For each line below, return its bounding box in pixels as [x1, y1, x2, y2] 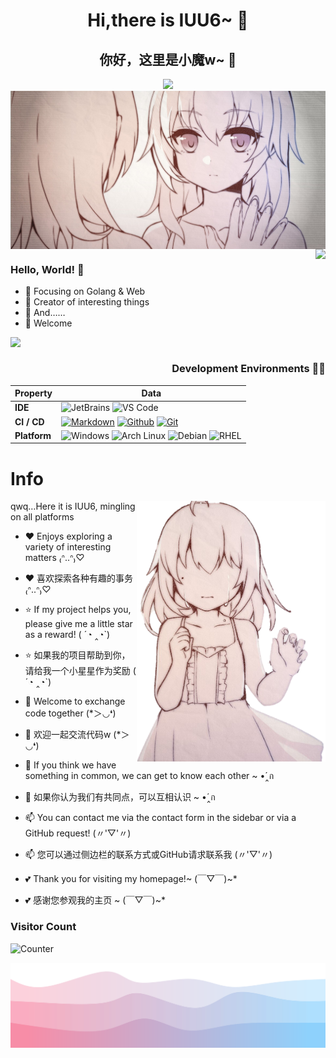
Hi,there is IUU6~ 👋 [87, 9, 249, 32]
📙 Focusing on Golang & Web [24, 285, 146, 298]
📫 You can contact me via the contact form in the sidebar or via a [24, 812, 297, 824]
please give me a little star [24, 618, 133, 630]
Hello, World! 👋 [10, 262, 85, 276]
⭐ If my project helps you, [24, 604, 132, 616]
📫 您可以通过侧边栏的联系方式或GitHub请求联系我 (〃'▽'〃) [24, 849, 273, 861]
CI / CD [14, 415, 45, 428]
